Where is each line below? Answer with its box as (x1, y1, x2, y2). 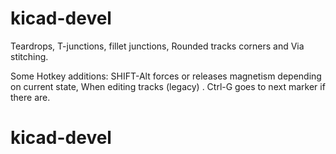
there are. (10, 91, 51, 103)
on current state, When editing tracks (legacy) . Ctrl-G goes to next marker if (10, 80, 326, 92)
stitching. (10, 50, 49, 62)
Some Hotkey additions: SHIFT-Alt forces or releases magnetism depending (10, 70, 322, 82)
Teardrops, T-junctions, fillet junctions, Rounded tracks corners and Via (10, 40, 305, 52)
